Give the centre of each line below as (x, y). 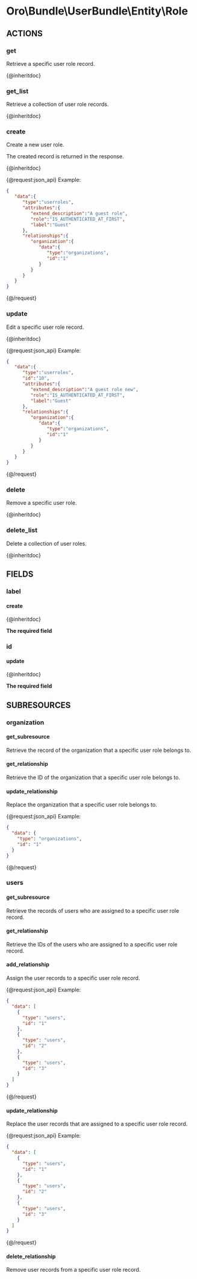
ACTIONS (25, 34)
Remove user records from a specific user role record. (73, 1270)
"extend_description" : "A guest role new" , (84, 389)
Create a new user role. (35, 145)
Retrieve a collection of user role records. (58, 105)
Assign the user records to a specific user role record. (73, 978)
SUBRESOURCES (39, 705)
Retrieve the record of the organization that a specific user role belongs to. (99, 750)
